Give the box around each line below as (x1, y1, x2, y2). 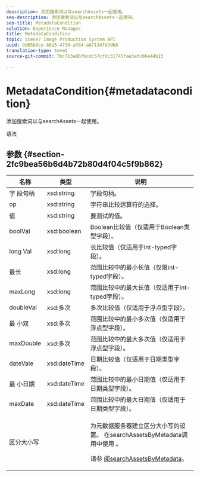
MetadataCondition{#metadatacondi (6, 84, 193, 97)
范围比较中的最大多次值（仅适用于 (90, 335, 186, 344)
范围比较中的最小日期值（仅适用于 (90, 375, 186, 384)
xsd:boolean (46, 227, 82, 236)
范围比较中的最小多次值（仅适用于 (90, 315, 186, 323)
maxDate (9, 400, 35, 408)
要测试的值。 (90, 212, 127, 220)
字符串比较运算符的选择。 (90, 201, 162, 209)
